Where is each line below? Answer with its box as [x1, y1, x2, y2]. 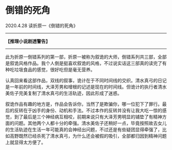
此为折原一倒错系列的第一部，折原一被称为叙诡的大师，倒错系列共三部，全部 [5, 54, 167, 60]
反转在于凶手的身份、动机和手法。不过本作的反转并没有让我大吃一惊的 [14, 107, 162, 113]
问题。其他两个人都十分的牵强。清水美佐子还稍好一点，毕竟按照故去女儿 [14, 120, 167, 126]
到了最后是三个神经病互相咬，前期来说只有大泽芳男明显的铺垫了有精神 [14, 113, 162, 120]
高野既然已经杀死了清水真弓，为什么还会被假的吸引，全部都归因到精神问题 [9, 133, 167, 139]
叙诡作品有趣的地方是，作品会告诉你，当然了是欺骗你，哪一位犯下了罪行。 [5, 101, 162, 107]
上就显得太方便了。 [5, 139, 46, 145]
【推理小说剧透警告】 [5, 38, 50, 44]
